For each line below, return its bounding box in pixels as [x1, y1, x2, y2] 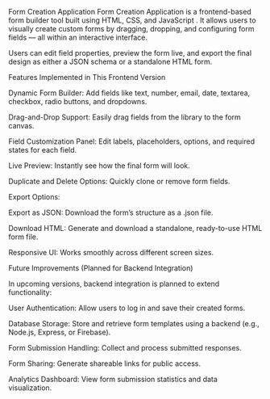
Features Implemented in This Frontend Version [8, 73, 166, 82]
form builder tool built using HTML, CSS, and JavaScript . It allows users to [8, 15, 256, 25]
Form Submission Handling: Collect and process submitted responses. [8, 343, 242, 352]
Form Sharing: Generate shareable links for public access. [8, 359, 201, 368]
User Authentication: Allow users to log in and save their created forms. [8, 303, 246, 313]
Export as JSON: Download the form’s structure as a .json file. [8, 208, 214, 217]
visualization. [8, 383, 52, 393]
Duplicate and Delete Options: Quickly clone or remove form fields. [8, 177, 231, 186]
